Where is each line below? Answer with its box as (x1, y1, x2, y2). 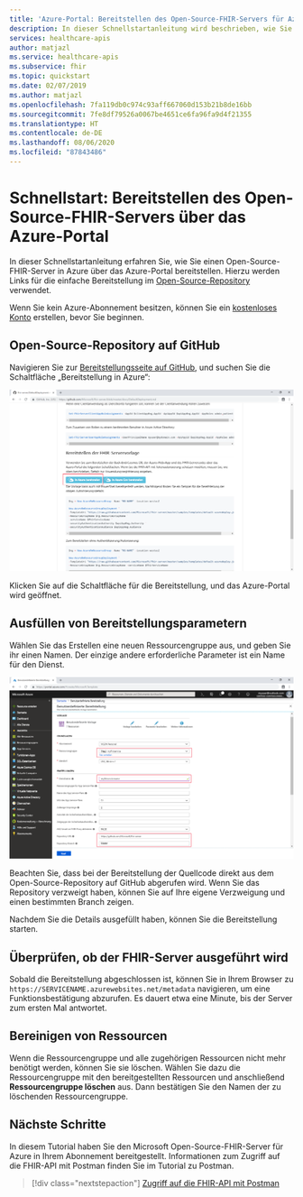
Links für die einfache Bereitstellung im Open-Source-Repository (9, 275, 251, 286)
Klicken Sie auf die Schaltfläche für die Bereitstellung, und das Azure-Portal (9, 580, 290, 591)
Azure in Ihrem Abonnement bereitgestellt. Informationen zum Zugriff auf (9, 1150, 281, 1161)
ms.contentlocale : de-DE (9, 129, 103, 138)
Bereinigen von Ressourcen (9, 1028, 168, 1044)
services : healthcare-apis (9, 33, 111, 42)
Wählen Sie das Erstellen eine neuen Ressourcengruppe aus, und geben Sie (9, 640, 291, 650)
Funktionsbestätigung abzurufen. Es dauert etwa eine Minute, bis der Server (9, 993, 293, 1003)
